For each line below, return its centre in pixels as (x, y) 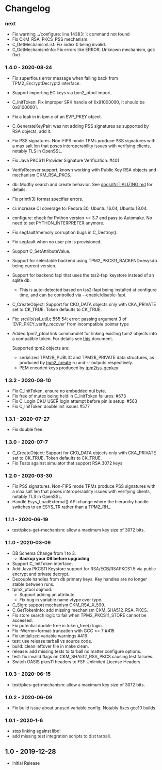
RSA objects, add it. (32, 131)
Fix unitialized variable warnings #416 (49, 636)
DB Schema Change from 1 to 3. (44, 553)
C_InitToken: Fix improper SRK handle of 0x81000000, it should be (78, 102)
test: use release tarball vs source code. (52, 641)
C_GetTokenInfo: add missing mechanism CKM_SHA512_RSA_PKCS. (80, 610)
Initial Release (26, 763)
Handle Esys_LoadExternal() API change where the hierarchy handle (80, 501)
